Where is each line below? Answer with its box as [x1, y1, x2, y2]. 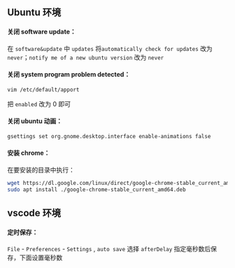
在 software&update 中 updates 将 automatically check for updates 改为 [7, 44, 213, 52]
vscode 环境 [7, 207, 62, 219]
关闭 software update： [7, 27, 77, 36]
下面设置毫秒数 [19, 253, 63, 262]
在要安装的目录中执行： [7, 165, 75, 174]
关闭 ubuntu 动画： [7, 117, 63, 126]
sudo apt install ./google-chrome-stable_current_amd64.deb [7, 186, 187, 193]
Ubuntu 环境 [7, 6, 62, 19]
